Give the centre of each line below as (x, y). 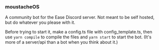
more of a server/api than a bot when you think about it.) (62, 42)
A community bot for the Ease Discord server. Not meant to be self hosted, (80, 17)
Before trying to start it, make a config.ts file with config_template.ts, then (79, 32)
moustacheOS (22, 7)
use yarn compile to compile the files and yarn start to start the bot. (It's (78, 37)
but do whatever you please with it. (40, 22)
